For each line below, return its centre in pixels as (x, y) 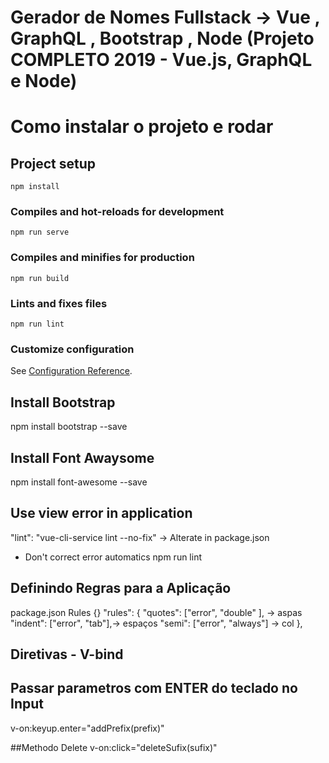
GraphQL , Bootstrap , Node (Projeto (162, 38)
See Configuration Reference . (71, 371)
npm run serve (40, 232)
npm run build (40, 278)
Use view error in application (101, 513)
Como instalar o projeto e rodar (142, 127)
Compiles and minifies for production (102, 258)
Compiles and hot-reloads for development (117, 212)
